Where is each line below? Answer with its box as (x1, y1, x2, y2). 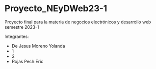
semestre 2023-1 (4, 24, 39, 30)
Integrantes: (4, 34, 29, 39)
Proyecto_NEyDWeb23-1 (4, 3, 107, 14)
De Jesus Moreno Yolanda (11, 43, 65, 49)
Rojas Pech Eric (11, 58, 44, 64)
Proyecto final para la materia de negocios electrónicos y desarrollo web (4, 19, 151, 25)
